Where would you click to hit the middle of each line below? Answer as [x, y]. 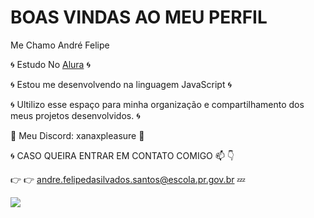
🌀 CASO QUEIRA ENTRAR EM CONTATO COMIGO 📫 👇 [122, 155]
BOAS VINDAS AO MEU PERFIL [139, 17]
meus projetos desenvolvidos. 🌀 [75, 115]
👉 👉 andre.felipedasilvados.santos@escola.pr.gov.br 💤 [128, 179]
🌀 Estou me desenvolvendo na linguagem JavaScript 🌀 [121, 84]
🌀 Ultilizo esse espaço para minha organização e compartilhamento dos [157, 104]
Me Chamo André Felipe [60, 45]
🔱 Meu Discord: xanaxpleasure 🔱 [77, 135]
